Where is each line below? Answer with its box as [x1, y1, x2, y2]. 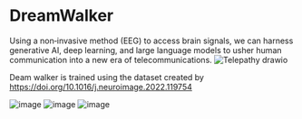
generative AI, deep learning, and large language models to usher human [9, 44, 283, 55]
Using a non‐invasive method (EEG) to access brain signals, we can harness [9, 35, 294, 46]
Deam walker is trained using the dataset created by [9, 71, 204, 82]
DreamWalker [9, 5, 114, 26]
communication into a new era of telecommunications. [9, 54, 213, 65]
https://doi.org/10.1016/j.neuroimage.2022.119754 [9, 81, 192, 92]
